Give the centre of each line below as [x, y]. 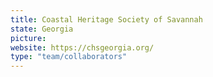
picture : [28, 38]
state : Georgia [42, 29]
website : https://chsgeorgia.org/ [82, 47]
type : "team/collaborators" [69, 57]
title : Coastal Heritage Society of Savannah [106, 19]
